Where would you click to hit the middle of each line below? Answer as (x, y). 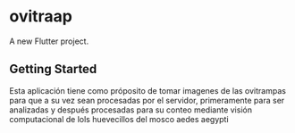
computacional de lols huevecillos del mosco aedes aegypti (119, 119)
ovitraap (41, 17)
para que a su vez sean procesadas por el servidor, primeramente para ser (147, 100)
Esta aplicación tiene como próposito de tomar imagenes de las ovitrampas (147, 90)
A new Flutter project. (49, 41)
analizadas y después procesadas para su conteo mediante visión (131, 110)
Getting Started (53, 69)
